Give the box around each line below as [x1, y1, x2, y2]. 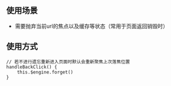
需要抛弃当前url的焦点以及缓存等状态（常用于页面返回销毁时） [14, 23, 169, 30]
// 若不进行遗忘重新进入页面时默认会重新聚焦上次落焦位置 [6, 59, 130, 65]
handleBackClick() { [6, 64, 58, 70]
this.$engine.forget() [17, 69, 74, 75]
